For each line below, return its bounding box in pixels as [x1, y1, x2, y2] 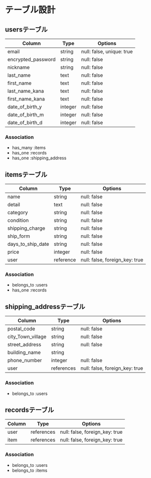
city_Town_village [7, 333, 47, 340]
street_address [7, 341, 42, 348]
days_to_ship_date [7, 241, 49, 248]
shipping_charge [7, 225, 45, 232]
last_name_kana [7, 88, 45, 94]
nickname [7, 64, 30, 70]
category [7, 209, 28, 216]
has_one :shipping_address [12, 155, 67, 161]
